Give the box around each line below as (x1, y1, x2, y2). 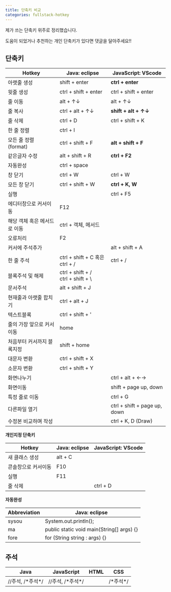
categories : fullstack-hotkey (5, 12, 70, 17)
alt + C (56, 454, 72, 461)
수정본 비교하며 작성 (8, 418, 53, 425)
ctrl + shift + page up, (110, 402, 162, 409)
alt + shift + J (59, 284, 91, 291)
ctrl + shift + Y (59, 364, 94, 372)
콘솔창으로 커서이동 (8, 463, 52, 471)
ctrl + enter (110, 79, 139, 86)
